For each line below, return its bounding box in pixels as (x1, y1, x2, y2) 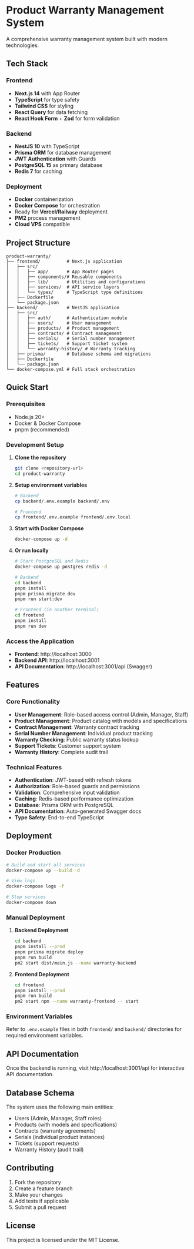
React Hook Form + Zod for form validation (14, 115, 120, 122)
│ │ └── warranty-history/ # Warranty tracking (6, 346, 135, 352)
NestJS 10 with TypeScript (14, 142, 80, 150)
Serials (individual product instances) (14, 1134, 105, 1141)
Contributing (6, 1163, 54, 1173)
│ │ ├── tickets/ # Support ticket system (6, 341, 128, 347)
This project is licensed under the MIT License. (6, 1236, 120, 1243)
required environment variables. (6, 1032, 83, 1039)
